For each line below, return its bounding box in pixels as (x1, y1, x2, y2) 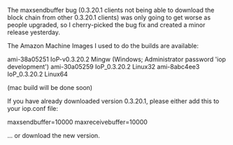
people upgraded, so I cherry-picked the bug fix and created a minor (7, 21, 206, 29)
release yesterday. (7, 28, 61, 36)
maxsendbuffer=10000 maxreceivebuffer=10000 (7, 118, 148, 126)
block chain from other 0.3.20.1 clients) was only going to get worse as (7, 13, 211, 22)
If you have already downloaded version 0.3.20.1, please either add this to (7, 97, 220, 105)
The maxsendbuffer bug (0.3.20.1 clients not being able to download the (7, 6, 215, 14)
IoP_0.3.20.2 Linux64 (7, 70, 69, 78)
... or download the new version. (7, 132, 100, 139)
